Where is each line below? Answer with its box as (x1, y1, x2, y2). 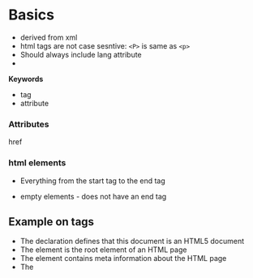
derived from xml (19, 32, 78, 42)
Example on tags (8, 215, 95, 229)
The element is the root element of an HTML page (19, 245, 187, 254)
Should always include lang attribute (19, 49, 142, 59)
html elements (8, 157, 66, 169)
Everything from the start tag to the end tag (19, 176, 166, 186)
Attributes (8, 118, 49, 130)
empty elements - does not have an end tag (19, 191, 167, 201)
